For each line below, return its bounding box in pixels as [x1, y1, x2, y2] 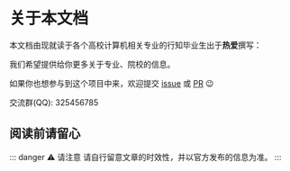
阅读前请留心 [9, 126, 81, 141]
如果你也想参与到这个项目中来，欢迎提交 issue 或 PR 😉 [9, 77, 214, 88]
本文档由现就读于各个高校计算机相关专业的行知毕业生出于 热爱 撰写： [9, 40, 262, 50]
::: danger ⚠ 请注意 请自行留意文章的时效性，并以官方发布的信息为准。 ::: [9, 151, 282, 162]
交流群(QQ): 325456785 [9, 96, 99, 108]
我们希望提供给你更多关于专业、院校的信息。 [9, 58, 176, 69]
